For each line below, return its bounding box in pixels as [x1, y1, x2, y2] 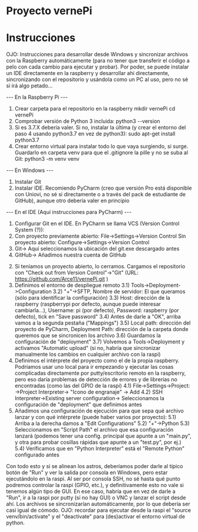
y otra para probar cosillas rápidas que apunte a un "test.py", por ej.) [14, 439, 181, 446]
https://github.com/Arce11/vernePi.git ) [14, 275, 108, 283]
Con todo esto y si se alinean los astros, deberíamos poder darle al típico [6, 463, 183, 470]
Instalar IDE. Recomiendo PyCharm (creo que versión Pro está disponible [14, 184, 192, 192]
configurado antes [14, 451, 60, 459]
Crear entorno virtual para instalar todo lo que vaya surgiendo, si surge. [14, 143, 189, 150]
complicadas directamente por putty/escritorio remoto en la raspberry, [14, 369, 186, 377]
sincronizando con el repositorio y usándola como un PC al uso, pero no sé [6, 76, 189, 83]
